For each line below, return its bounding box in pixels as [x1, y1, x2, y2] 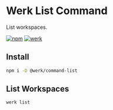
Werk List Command [6, 4, 108, 18]
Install [6, 52, 29, 62]
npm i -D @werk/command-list [6, 68, 78, 74]
